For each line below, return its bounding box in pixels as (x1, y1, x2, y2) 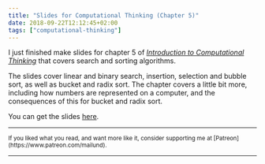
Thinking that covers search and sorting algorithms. (8, 56, 176, 65)
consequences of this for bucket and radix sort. (8, 96, 163, 106)
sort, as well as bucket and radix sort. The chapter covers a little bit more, (8, 80, 248, 89)
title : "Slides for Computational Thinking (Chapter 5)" (8, 11, 200, 20)
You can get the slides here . (8, 112, 99, 121)
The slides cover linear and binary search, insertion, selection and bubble (8, 72, 247, 81)
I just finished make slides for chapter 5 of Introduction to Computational (8, 48, 244, 58)
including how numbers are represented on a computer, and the (8, 88, 215, 98)
